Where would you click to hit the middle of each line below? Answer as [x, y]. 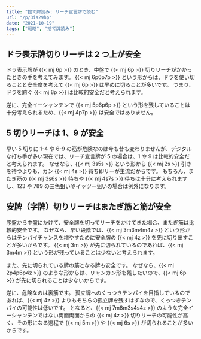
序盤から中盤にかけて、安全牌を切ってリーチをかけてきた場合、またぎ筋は [98, 222]
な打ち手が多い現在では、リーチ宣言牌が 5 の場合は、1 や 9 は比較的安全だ [98, 156]
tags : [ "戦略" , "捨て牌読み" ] [41, 28]
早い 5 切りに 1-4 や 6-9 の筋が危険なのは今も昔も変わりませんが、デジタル [99, 149]
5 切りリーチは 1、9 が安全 [55, 133]
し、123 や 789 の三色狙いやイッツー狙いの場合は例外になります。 [88, 186]
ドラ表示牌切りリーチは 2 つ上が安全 [74, 54]
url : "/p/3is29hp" [29, 17]
